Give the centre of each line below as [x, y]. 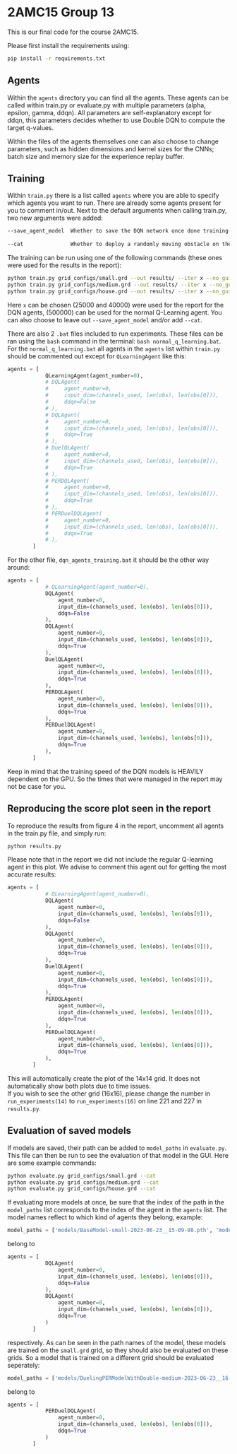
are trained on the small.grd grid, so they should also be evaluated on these [118, 1350]
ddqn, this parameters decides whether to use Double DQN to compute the [116, 120]
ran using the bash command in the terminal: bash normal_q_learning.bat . [114, 341]
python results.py [34, 846]
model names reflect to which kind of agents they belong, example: [105, 1217]
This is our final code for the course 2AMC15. [73, 32]
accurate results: [32, 874]
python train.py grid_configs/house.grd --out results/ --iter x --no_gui [120, 291]
